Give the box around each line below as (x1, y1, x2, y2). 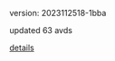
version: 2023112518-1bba (9, 8, 107, 18)
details (9, 42, 34, 53)
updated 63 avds (9, 25, 72, 35)
